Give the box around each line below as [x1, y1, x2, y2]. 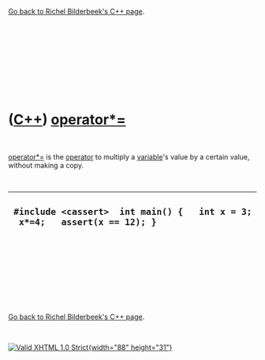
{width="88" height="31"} [88, 343, 173, 352]
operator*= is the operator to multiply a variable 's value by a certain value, [8, 152, 250, 161]
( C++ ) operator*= [8, 111, 126, 129]
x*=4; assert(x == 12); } [18, 216, 157, 228]
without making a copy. [8, 160, 84, 170]
